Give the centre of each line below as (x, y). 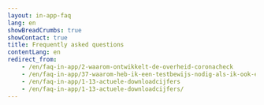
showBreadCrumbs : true (45, 30)
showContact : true (37, 37)
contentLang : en (34, 52)
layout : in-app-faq (39, 15)
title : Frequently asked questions (66, 45)
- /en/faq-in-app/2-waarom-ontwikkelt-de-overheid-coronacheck (128, 67)
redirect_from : (32, 60)
